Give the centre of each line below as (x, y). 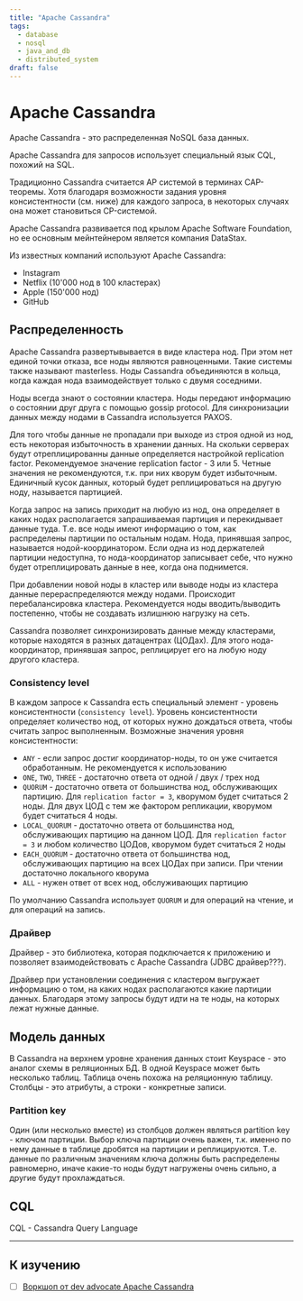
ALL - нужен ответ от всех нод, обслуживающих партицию (135, 882)
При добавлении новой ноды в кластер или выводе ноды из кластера (144, 584)
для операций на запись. (57, 909)
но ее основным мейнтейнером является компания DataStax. (129, 238)
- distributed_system (58, 60)
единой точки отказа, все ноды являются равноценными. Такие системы (151, 361)
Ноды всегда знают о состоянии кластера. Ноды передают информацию (150, 398)
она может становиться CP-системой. (83, 211)
